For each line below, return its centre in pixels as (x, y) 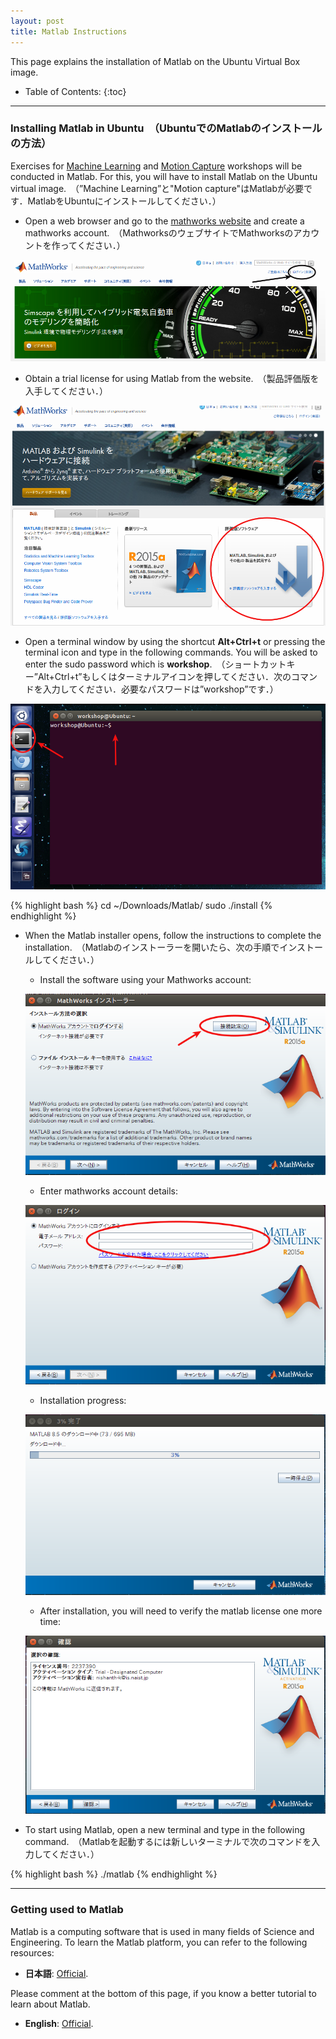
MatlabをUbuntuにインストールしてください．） (124, 201)
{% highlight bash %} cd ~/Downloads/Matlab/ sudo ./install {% (141, 905)
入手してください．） (66, 391)
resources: (32, 1952)
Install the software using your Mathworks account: (145, 979)
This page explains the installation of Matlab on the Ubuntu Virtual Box (155, 61)
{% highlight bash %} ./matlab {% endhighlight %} (114, 1874)
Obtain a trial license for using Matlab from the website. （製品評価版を (172, 379)
